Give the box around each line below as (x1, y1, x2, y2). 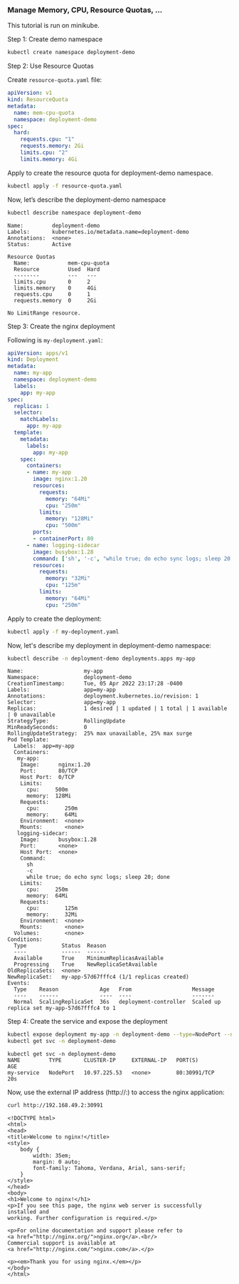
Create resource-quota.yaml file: (7, 76, 102, 84)
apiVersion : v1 (7, 89, 53, 97)
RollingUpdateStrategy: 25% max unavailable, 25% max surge (7, 730, 193, 738)
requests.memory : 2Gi (20, 143, 84, 150)
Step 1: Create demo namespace (7, 35, 103, 44)
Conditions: (7, 936, 43, 943)
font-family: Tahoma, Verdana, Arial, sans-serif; (33, 1165, 186, 1172)
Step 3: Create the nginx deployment (7, 322, 115, 330)
